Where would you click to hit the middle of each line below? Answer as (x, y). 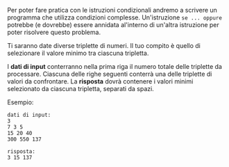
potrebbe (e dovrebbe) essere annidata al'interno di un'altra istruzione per (113, 25)
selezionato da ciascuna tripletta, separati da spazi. (80, 89)
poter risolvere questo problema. (54, 32)
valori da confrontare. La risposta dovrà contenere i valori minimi (100, 81)
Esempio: (20, 102)
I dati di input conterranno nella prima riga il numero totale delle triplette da (114, 66)
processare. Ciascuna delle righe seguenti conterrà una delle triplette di (110, 74)
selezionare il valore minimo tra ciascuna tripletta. (78, 53)
